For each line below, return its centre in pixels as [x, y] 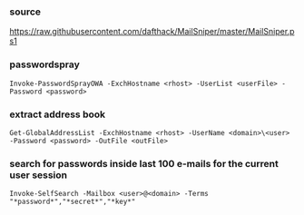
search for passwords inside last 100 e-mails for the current [144, 163]
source [25, 12]
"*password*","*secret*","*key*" [73, 202]
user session [39, 175]
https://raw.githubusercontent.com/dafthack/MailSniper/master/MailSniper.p [152, 32]
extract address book [58, 114]
